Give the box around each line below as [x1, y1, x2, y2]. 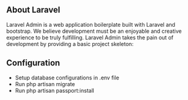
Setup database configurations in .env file [15, 74, 120, 81]
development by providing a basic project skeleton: [6, 40, 134, 47]
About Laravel [6, 5, 60, 15]
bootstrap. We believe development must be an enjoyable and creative [6, 27, 182, 35]
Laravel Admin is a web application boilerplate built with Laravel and [6, 21, 175, 28]
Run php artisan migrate [15, 80, 76, 87]
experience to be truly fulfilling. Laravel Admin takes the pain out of [6, 33, 173, 41]
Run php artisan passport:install [15, 87, 95, 94]
